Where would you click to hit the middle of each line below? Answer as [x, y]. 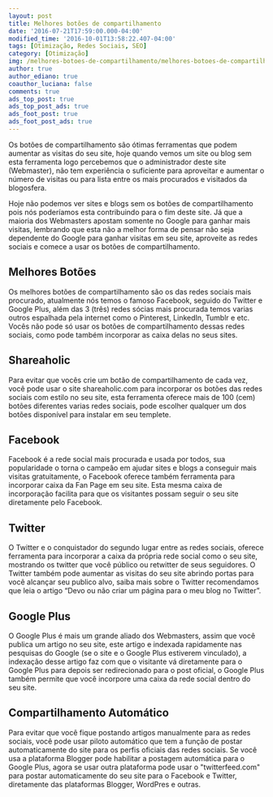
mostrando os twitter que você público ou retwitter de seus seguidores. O [132, 565]
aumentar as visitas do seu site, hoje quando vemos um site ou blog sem [130, 153]
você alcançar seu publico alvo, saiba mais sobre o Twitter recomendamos [134, 582]
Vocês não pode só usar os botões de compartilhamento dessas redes [127, 326]
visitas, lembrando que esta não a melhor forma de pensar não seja [121, 229]
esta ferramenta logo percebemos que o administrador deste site [117, 162]
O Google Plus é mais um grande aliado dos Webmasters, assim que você [132, 635]
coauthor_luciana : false [50, 84]
